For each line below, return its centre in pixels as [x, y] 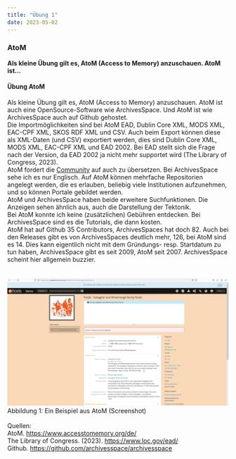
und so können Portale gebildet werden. [65, 192]
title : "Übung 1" [33, 15]
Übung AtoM [26, 87]
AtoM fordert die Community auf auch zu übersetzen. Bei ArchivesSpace [113, 170]
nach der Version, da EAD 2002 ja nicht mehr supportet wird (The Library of [117, 155]
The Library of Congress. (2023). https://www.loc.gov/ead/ [93, 441]
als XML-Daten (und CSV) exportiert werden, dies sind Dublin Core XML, [112, 140]
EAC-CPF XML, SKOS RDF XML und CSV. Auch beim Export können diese [114, 132]
